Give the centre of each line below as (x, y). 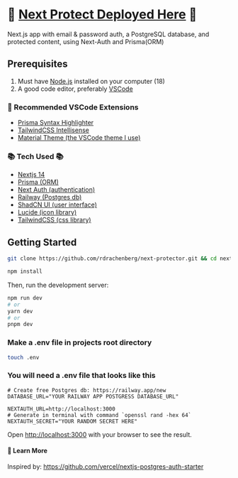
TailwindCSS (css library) (54, 220)
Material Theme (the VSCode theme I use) (79, 138)
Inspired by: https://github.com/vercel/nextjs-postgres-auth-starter (106, 466)
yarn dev (20, 311)
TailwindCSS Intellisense (53, 130)
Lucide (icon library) (47, 212)
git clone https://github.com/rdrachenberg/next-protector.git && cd (112, 259)
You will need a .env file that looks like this (81, 376)
